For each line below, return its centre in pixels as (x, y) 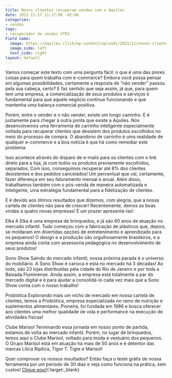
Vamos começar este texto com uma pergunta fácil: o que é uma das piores (85, 72)
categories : (18, 19)
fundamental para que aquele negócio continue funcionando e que (76, 100)
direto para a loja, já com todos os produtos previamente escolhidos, (78, 163)
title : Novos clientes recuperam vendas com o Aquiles (65, 10)
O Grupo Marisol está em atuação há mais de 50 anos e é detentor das (80, 344)
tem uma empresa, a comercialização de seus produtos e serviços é (77, 94)
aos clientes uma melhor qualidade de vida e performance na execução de (84, 312)
